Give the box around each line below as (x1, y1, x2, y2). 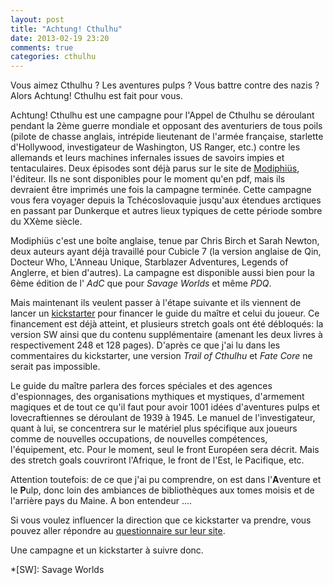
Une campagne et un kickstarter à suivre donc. (10, 544, 204, 556)
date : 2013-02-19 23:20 (10, 33, 110, 43)
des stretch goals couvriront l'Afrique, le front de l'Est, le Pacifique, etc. (10, 454, 305, 466)
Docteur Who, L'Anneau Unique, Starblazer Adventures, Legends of (10, 256, 289, 268)
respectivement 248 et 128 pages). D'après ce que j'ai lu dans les (10, 339, 281, 351)
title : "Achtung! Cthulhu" (10, 24, 123, 34)
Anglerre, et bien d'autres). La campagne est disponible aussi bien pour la (10, 267, 315, 279)
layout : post (10, 14, 65, 25)
